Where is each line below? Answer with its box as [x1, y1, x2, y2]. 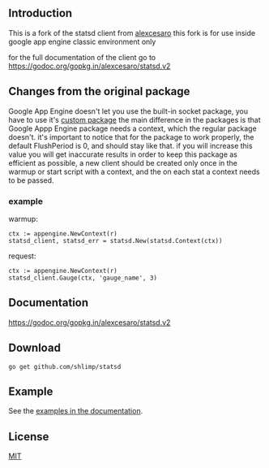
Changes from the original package [8, 84, 190, 98]
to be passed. [8, 175, 54, 185]
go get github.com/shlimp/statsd [8, 362, 122, 370]
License [8, 430, 49, 444]
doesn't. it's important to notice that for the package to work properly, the [8, 132, 254, 141]
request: [8, 251, 36, 261]
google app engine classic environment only [8, 37, 156, 46]
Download [8, 341, 61, 355]
